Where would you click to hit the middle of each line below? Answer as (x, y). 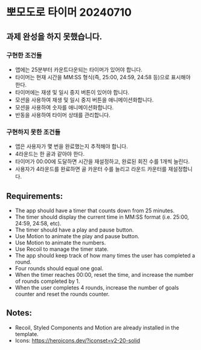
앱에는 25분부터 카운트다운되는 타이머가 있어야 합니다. (79, 70)
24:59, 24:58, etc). (38, 223)
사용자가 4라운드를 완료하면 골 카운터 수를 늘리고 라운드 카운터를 (91, 169)
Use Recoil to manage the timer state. (62, 249)
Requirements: (35, 196)
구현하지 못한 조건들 (33, 132)
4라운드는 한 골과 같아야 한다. (50, 154)
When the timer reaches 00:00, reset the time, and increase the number (104, 274)
